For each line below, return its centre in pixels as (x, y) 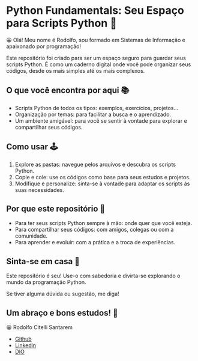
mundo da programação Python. (46, 282)
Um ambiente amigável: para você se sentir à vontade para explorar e (101, 120)
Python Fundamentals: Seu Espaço (95, 11)
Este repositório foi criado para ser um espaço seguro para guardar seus (96, 58)
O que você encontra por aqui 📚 (68, 91)
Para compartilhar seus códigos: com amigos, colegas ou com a (94, 230)
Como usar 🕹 (32, 147)
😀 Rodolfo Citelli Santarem (40, 327)
